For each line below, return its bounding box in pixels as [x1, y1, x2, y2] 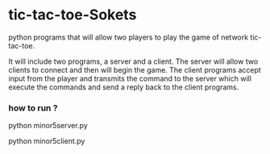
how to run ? [8, 102, 58, 114]
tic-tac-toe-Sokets [8, 6, 137, 24]
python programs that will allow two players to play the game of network [8, 32, 248, 42]
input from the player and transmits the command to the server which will [8, 73, 252, 83]
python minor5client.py [8, 136, 85, 146]
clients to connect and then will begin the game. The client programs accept [8, 65, 262, 74]
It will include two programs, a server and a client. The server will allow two [8, 56, 259, 66]
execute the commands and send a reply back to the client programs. [8, 82, 239, 92]
